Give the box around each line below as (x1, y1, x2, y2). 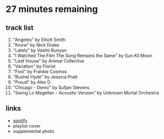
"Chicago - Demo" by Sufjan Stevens (12, 84, 89, 90)
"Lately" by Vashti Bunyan (12, 47, 67, 53)
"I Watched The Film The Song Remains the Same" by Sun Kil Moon (12, 52, 152, 58)
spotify (12, 117, 28, 123)
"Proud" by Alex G (12, 79, 51, 85)
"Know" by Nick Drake (12, 42, 59, 48)
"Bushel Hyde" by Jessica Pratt (12, 74, 78, 79)
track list (5, 23, 34, 32)
